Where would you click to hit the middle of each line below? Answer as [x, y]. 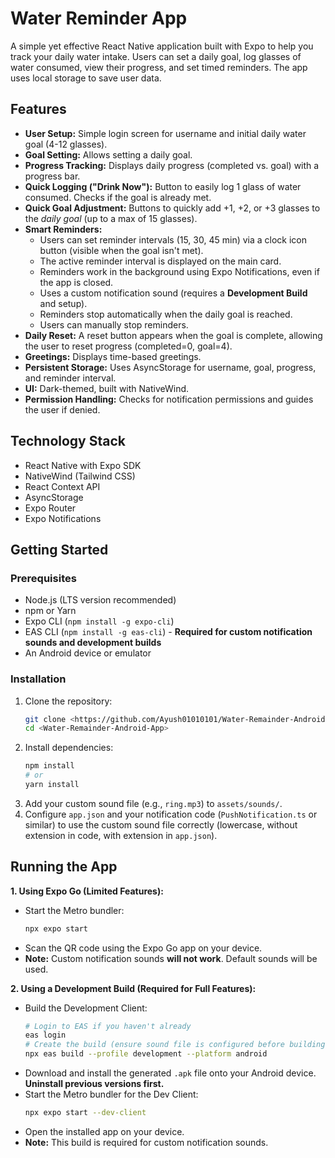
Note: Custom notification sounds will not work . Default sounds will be [171, 958]
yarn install [52, 785]
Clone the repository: [68, 701]
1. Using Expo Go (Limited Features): [87, 891]
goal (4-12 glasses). [66, 144]
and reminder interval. [70, 378]
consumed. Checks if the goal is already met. [118, 197]
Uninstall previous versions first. [94, 1084]
